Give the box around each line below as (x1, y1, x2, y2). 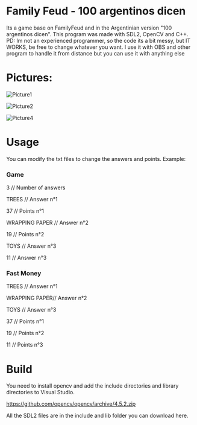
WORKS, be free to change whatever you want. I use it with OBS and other (6, 43, 191, 51)
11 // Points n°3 (6, 341, 43, 348)
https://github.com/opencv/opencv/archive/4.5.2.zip (6, 400, 136, 408)
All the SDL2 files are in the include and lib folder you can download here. (6, 412, 189, 420)
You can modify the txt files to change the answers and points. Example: (6, 155, 186, 162)
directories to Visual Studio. (6, 389, 75, 396)
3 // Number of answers (6, 184, 66, 191)
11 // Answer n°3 (6, 254, 47, 262)
